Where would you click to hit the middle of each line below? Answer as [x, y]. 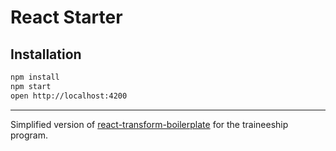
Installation [46, 54]
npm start [31, 86]
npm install [35, 77]
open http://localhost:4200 [69, 96]
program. [29, 135]
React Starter [66, 17]
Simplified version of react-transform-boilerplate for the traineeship [149, 124]
